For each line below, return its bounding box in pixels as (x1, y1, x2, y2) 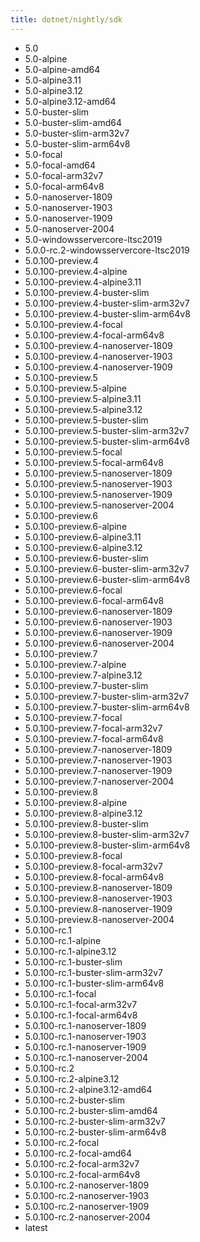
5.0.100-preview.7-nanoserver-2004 (24, 775, 175, 787)
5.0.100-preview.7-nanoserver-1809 (24, 743, 173, 755)
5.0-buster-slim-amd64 (24, 116, 122, 128)
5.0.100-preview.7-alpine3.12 (24, 669, 143, 681)
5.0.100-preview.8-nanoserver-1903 (24, 892, 173, 904)
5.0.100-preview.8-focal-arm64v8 (24, 871, 165, 883)
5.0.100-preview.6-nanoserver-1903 (24, 616, 173, 628)
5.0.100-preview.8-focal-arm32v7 (24, 860, 163, 872)
